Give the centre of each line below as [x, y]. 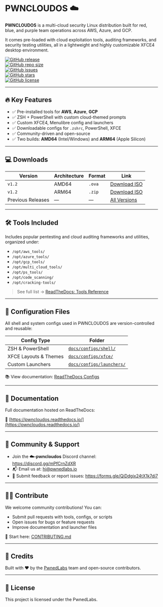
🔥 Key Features [29, 100]
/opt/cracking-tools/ [34, 283]
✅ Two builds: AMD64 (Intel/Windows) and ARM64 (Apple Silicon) [79, 139]
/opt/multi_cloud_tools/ [37, 267]
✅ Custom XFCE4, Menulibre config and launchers [63, 122]
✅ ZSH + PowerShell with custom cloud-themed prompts [69, 117]
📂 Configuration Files [38, 312]
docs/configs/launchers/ [97, 364]
